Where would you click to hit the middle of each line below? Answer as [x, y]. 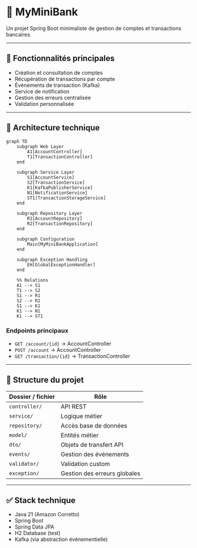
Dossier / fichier [32, 396]
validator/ [24, 464]
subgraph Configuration [46, 239]
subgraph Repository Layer [50, 213]
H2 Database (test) [37, 533]
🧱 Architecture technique [53, 128]
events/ [20, 454]
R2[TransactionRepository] [60, 223]
